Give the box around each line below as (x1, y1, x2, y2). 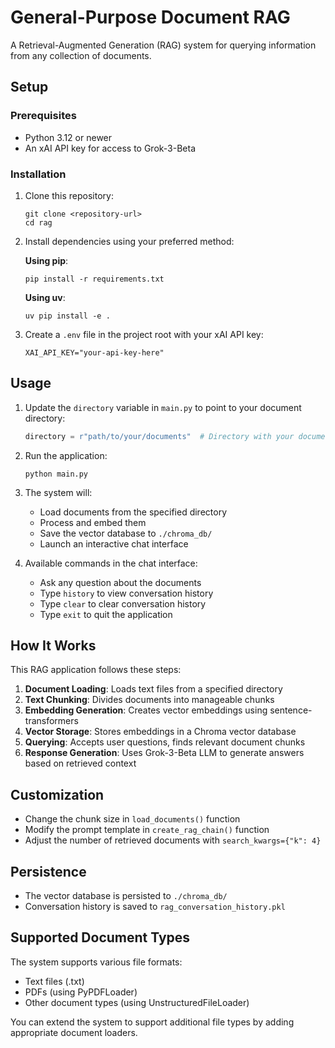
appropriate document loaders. (10, 1026, 138, 1038)
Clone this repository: (24, 189, 114, 201)
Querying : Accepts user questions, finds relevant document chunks (24, 736, 306, 748)
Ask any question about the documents (39, 576, 202, 588)
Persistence (10, 863, 87, 880)
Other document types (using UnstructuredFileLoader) (24, 996, 250, 1008)
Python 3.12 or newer (24, 131, 113, 143)
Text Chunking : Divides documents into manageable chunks (24, 694, 275, 706)
